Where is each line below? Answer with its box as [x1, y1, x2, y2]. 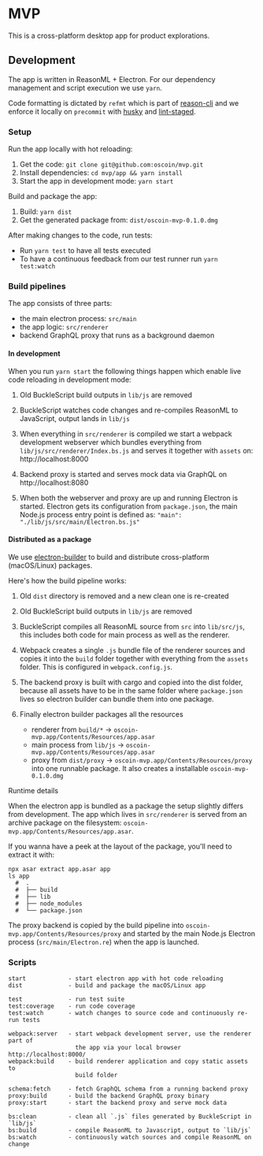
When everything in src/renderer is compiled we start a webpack [19, 429, 232, 438]
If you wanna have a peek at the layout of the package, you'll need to [8, 841, 232, 851]
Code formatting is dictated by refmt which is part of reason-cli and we [8, 98, 239, 107]
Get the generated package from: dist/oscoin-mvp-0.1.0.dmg [19, 215, 218, 225]
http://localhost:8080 [19, 478, 89, 487]
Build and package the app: [8, 192, 98, 201]
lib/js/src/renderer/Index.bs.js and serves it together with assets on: [19, 446, 254, 455]
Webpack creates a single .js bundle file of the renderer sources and [19, 645, 246, 654]
